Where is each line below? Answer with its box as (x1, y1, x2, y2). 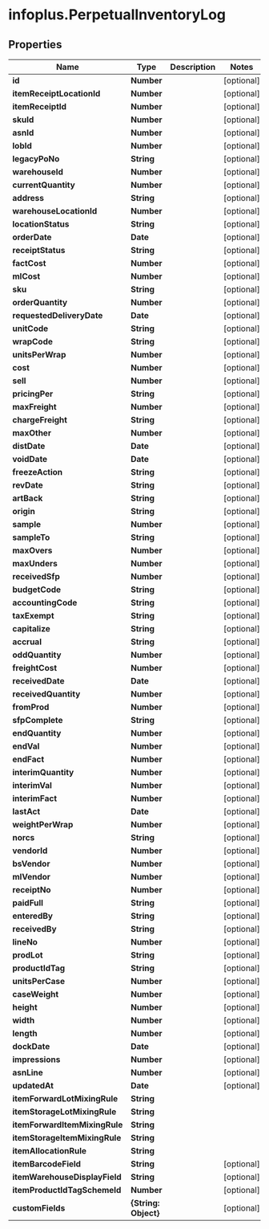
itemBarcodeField (12, 1158, 82, 1170)
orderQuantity (12, 297, 68, 308)
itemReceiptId (12, 101, 66, 112)
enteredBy (12, 910, 54, 921)
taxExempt (12, 610, 54, 621)
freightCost (12, 663, 58, 673)
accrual (12, 636, 42, 647)
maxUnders (12, 558, 58, 569)
